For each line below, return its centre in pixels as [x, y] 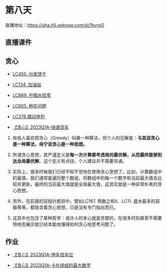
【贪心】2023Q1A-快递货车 [41, 127]
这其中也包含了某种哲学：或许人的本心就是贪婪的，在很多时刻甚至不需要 [87, 218]
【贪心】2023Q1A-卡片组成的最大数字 [52, 265]
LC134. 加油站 [27, 85]
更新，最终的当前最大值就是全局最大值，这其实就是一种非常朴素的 [90, 184]
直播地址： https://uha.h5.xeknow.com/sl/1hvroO [55, 25]
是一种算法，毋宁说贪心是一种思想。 [50, 144]
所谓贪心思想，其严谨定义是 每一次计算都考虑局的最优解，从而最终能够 [85, 155]
